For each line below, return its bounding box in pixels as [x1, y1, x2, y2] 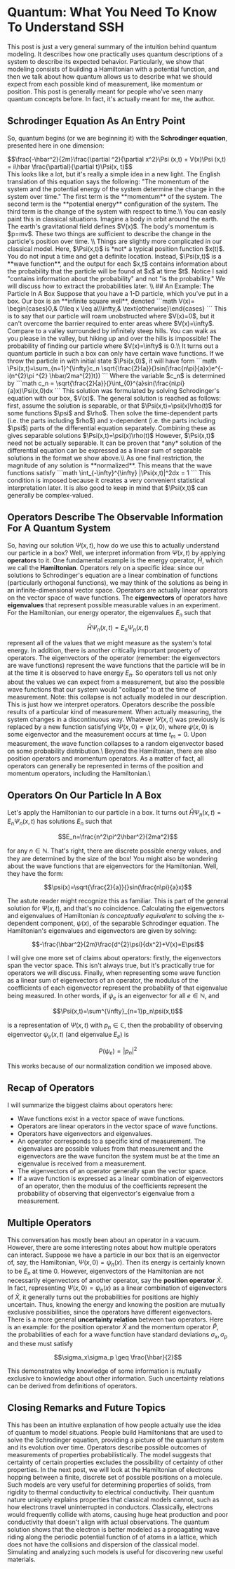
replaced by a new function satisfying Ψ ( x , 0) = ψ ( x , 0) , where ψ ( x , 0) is [7, 722, 215, 731]
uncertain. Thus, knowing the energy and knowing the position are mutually [7, 1300, 226, 1309]
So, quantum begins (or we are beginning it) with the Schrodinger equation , [7, 134, 228, 142]
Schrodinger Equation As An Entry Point [7, 115, 186, 127]
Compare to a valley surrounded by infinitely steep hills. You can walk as [7, 326, 217, 335]
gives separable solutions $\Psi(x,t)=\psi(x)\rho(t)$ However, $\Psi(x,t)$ [7, 431, 215, 439]
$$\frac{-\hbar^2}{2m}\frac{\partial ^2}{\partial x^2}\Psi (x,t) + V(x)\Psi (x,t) [7, 155, 227, 163]
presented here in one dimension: [7, 141, 105, 150]
